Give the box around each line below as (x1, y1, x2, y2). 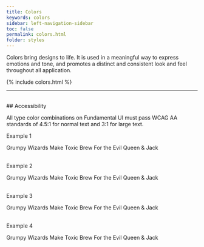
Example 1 (6, 132, 32, 140)
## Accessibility (6, 103, 47, 109)
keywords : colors (6, 15, 50, 21)
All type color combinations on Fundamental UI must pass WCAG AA (6, 114, 178, 121)
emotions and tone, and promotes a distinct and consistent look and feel (6, 60, 187, 67)
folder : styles (6, 37, 45, 43)
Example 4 (6, 222, 33, 229)
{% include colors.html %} (6, 78, 72, 86)
